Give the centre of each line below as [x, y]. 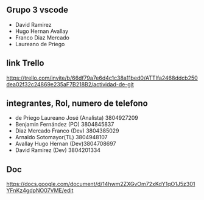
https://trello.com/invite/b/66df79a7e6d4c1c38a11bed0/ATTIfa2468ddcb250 [102, 78]
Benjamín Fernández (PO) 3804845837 [65, 125]
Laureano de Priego [40, 44]
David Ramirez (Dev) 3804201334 [58, 150]
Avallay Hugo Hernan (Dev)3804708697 [65, 144]
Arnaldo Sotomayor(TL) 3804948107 [61, 137]
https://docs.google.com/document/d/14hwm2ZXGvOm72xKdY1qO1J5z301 [101, 184]
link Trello [25, 63]
